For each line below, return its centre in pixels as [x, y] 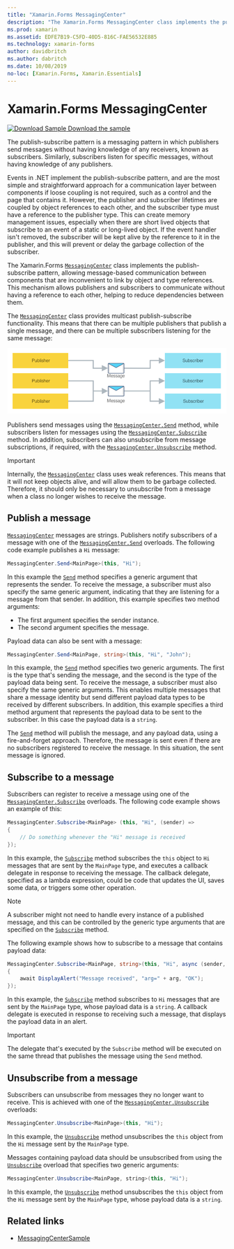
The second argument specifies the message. [83, 627]
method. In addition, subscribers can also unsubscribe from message [107, 439]
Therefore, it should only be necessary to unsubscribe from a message [109, 489]
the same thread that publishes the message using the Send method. [105, 1056]
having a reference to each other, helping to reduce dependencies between [116, 295]
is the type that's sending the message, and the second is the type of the [112, 675]
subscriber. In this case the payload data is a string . [83, 720]
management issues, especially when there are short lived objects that [109, 222]
